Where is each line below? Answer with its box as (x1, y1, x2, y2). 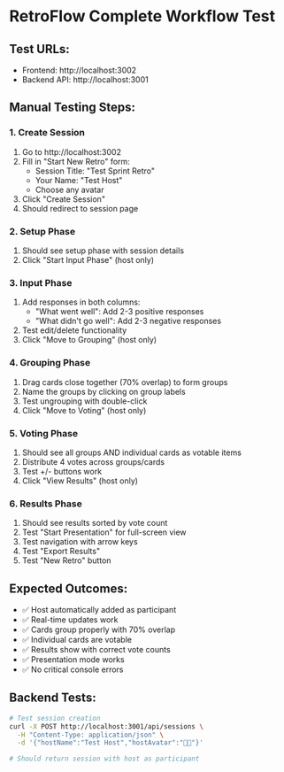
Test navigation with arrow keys (21, 537, 139, 547)
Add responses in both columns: (21, 297, 141, 307)
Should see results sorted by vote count (21, 518, 168, 529)
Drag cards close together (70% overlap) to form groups (21, 376, 228, 387)
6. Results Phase (9, 498, 82, 510)
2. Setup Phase (9, 225, 76, 237)
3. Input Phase (9, 276, 73, 289)
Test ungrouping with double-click (21, 396, 148, 406)
